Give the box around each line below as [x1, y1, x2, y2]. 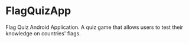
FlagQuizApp [5, 4, 71, 18]
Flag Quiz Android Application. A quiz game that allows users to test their [5, 24, 184, 31]
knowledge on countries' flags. [5, 29, 81, 37]
